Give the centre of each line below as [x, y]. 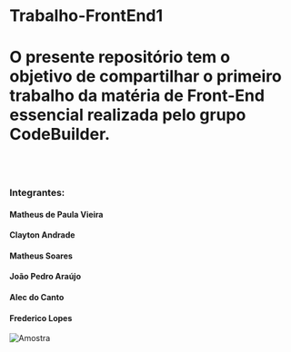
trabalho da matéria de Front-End [137, 96]
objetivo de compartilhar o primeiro [145, 77]
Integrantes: [37, 193]
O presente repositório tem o [120, 58]
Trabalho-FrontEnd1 [86, 16]
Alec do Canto [37, 298]
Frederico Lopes [41, 318]
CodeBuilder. [60, 135]
